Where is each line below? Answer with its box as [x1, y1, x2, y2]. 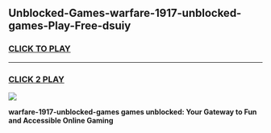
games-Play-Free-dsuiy [8, 19, 131, 33]
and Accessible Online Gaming [8, 115, 114, 125]
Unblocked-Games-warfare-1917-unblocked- [8, 6, 242, 20]
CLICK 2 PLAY [8, 73, 65, 85]
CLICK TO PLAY [8, 44, 71, 55]
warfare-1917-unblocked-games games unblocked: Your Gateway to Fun [8, 106, 257, 116]
